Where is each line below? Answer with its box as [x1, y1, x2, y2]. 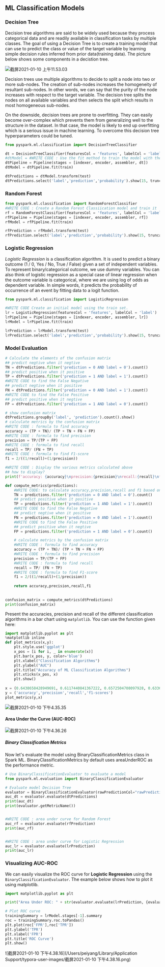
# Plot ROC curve [5, 909, 41, 914]
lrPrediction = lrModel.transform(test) [5, 328, 89, 333]
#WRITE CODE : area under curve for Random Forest [5, 817, 111, 822]
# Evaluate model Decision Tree [5, 785, 71, 790]
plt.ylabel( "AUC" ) [14, 663, 52, 668]
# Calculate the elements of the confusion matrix [5, 356, 111, 361]
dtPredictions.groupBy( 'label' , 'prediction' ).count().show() [5, 415, 135, 420]
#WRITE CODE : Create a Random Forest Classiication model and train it [5, 205, 157, 211]
